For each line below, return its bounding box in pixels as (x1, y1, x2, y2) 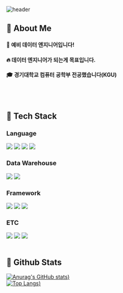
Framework (6, 188, 41, 197)
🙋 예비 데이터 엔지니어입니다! (6, 41, 75, 48)
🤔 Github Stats (6, 257, 62, 267)
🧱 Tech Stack (6, 111, 57, 122)
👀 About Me (6, 23, 52, 33)
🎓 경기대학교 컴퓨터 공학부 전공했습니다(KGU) (6, 71, 117, 78)
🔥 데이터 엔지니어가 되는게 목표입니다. (6, 56, 96, 63)
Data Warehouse (6, 159, 57, 167)
